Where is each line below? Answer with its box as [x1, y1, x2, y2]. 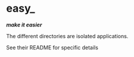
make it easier [6, 21, 42, 28]
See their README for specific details [6, 43, 98, 51]
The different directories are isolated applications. [6, 32, 129, 39]
